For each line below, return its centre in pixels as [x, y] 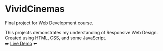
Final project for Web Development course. [49, 23]
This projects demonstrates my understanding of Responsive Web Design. [82, 32]
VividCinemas [35, 9]
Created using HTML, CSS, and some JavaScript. [56, 38]
